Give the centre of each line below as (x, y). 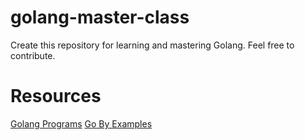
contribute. (33, 55)
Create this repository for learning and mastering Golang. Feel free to (152, 45)
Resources (56, 96)
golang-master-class (100, 17)
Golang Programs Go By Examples (81, 123)
